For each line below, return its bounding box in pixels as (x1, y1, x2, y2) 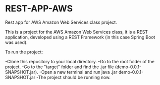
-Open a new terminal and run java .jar (39, 69, 118, 75)
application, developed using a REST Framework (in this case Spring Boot (5, 34, 155, 40)
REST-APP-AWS (5, 3, 73, 14)
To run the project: (5, 49, 43, 55)
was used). (5, 39, 28, 45)
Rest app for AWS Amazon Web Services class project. (5, 19, 117, 25)
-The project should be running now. (36, 74, 110, 80)
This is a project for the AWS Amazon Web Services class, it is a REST (5, 29, 148, 35)
